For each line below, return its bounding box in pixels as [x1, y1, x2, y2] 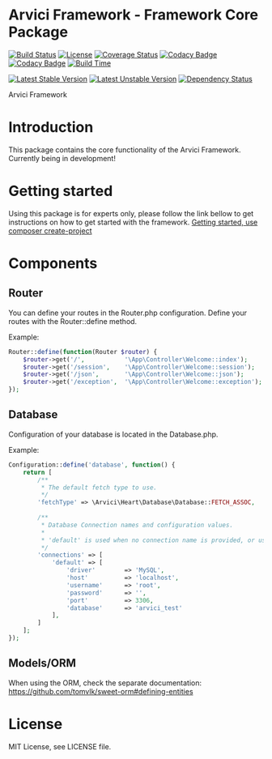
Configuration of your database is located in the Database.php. [8, 429, 219, 439]
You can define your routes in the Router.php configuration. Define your [8, 308, 248, 318]
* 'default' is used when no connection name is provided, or [40, 536, 255, 544]
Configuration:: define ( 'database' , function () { [8, 460, 176, 469]
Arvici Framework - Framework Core [8, 6, 259, 24]
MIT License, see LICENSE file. [8, 741, 112, 751]
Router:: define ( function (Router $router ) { [8, 348, 158, 356]
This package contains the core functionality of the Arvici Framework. [8, 144, 241, 155]
